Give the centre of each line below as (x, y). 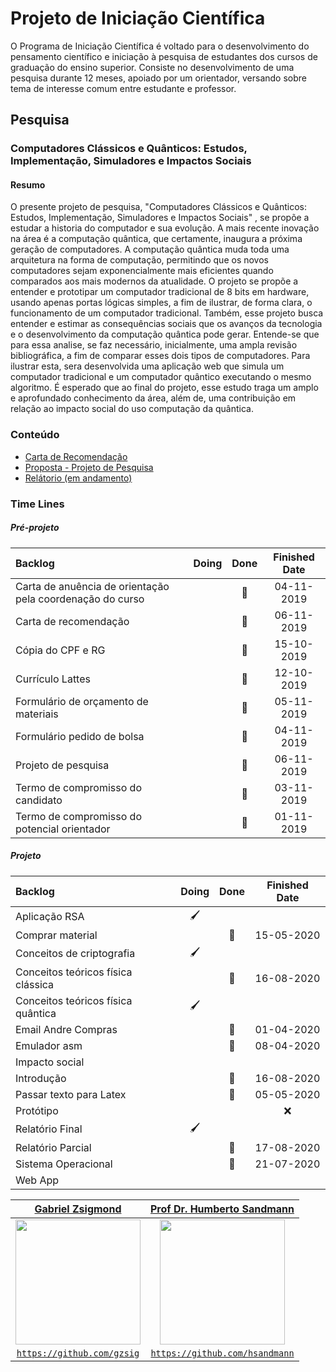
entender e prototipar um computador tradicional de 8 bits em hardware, (160, 292)
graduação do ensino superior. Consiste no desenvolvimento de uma (152, 67)
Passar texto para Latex (71, 1094)
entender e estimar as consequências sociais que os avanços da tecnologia (166, 324)
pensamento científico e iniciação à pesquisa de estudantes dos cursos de (164, 56)
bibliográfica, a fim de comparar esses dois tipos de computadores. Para (160, 356)
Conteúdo (35, 435)
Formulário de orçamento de (82, 701)
